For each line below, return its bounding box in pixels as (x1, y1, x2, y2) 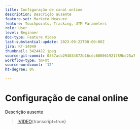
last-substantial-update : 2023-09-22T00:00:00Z (5, 40, 105, 44)
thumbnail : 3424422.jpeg (5, 48, 56, 53)
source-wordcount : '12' (5, 62, 54, 67)
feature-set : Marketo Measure (5, 16, 68, 21)
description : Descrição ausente (5, 12, 71, 17)
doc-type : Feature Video (5, 35, 56, 40)
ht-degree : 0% (5, 67, 35, 72)
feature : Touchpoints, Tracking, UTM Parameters (5, 21, 107, 26)
